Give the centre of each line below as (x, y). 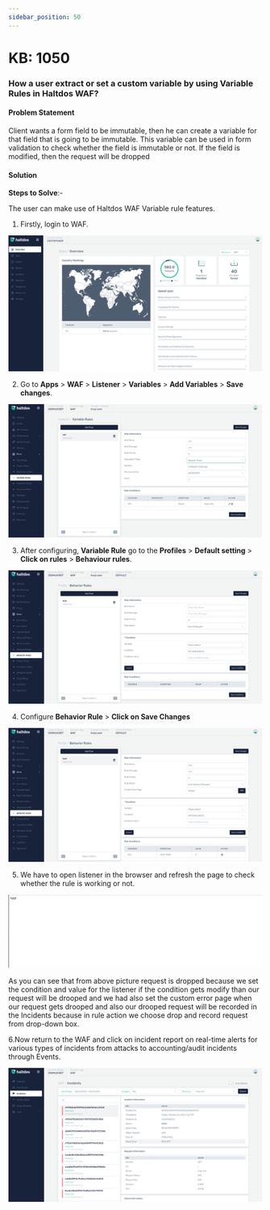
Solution (23, 175)
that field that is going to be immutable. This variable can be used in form (130, 139)
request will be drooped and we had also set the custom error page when (130, 998)
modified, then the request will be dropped (79, 156)
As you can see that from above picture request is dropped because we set (133, 981)
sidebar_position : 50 (45, 17)
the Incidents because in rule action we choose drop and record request (128, 1015)
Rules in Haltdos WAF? (54, 93)
